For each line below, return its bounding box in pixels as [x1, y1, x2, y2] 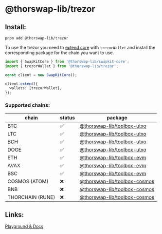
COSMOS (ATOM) [7, 178, 49, 185]
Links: [5, 211, 24, 219]
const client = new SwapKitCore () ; [5, 72, 77, 78]
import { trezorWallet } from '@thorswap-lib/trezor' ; [5, 63, 119, 69]
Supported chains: [5, 102, 50, 109]
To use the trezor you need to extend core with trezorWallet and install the [5, 44, 156, 50]
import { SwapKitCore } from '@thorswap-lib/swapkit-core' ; [5, 59, 130, 64]
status [60, 115, 75, 121]
